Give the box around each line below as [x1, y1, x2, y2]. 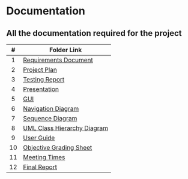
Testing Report [23, 75, 65, 83]
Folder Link [49, 46, 82, 54]
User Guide [23, 134, 55, 142]
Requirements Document [23, 56, 93, 64]
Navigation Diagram [23, 105, 79, 113]
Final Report [23, 163, 57, 171]
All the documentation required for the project [6, 28, 182, 38]
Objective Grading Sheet [23, 144, 92, 151]
